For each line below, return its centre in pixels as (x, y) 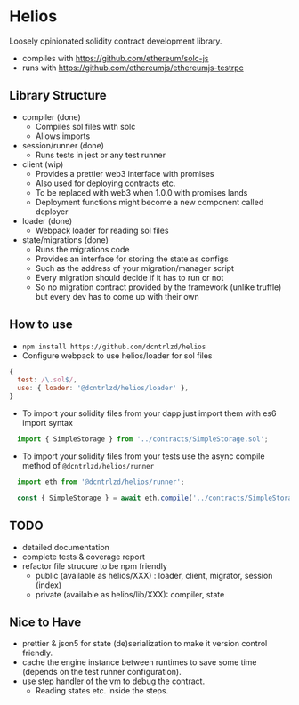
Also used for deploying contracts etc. (105, 183)
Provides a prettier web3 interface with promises (125, 173)
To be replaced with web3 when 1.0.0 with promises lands (141, 192)
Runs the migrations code (82, 249)
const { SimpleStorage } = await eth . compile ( (105, 498)
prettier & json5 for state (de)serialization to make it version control (145, 644)
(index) (48, 585)
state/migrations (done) (65, 240)
